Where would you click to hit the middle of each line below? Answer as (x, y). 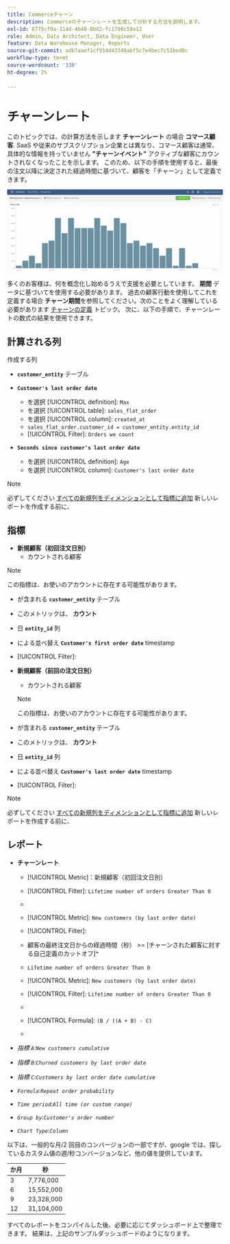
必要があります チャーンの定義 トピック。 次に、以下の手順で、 (96, 309)
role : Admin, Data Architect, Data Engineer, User (81, 36)
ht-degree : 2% (27, 72)
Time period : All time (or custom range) (75, 1103)
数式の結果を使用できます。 (58, 318)
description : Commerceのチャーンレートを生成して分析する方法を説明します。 (105, 22)
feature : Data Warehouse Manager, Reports (68, 44)
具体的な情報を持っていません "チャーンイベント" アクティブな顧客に (104, 154)
